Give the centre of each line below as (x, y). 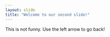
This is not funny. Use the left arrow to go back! (55, 29)
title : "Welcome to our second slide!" (48, 15)
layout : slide (20, 10)
